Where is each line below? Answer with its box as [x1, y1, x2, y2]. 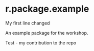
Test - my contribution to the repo [5, 39, 77, 46]
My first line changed [5, 20, 50, 26]
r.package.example [5, 3, 89, 15]
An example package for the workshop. [5, 30, 88, 36]
